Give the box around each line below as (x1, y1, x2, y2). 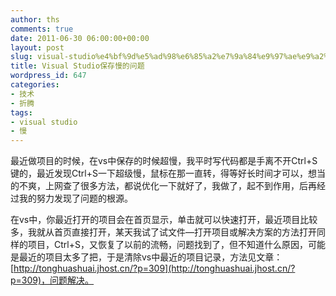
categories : (10, 80, 60, 90)
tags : (10, 107, 33, 118)
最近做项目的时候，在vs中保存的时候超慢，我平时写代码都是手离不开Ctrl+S (10, 155, 318, 167)
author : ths (10, 14, 60, 25)
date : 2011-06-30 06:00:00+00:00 (10, 33, 150, 43)
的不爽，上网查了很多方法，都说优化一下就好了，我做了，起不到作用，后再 (10, 180, 317, 192)
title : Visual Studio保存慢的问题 (10, 61, 145, 71)
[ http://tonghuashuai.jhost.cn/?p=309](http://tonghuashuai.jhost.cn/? (10, 262, 296, 275)
